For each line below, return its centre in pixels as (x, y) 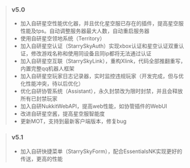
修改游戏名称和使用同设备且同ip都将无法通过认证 (91, 54)
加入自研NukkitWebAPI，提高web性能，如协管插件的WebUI (94, 106)
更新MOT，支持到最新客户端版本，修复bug (73, 121)
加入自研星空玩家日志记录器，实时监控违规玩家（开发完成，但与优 (102, 76)
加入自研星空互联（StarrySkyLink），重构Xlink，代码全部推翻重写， (103, 61)
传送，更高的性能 (41, 158)
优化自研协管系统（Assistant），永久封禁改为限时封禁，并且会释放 (102, 91)
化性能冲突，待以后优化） (52, 84)
